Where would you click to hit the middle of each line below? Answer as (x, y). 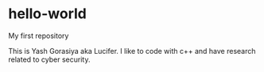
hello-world (48, 14)
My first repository (39, 36)
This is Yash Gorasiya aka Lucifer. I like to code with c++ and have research (132, 51)
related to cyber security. (49, 59)
